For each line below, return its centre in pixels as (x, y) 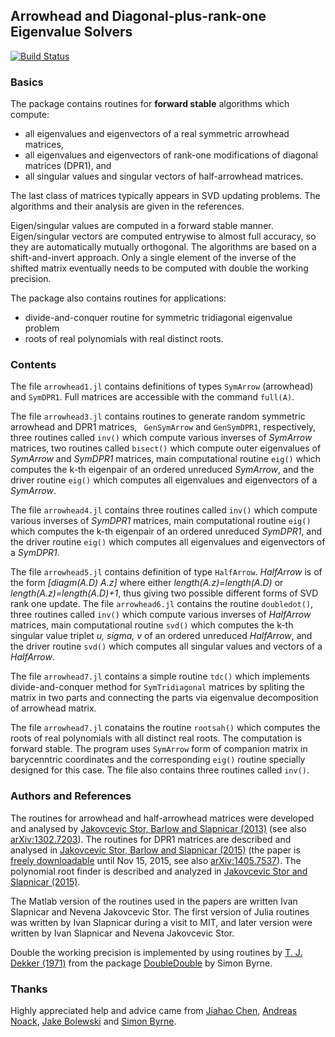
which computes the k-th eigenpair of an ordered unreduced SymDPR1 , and (166, 531)
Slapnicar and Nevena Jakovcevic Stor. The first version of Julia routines (160, 911)
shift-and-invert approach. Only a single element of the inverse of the (153, 258)
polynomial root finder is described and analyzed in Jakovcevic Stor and (159, 871)
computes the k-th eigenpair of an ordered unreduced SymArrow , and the (162, 470)
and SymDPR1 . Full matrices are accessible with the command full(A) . (152, 397)
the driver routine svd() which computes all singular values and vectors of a (166, 646)
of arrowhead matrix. (53, 708)
